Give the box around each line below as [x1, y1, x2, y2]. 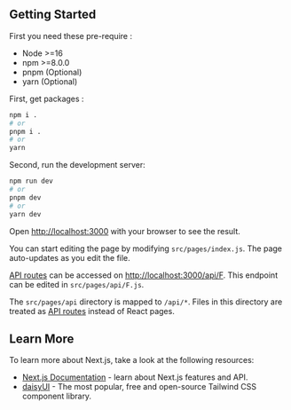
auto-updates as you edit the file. [9, 252, 130, 263]
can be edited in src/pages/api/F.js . [9, 279, 145, 289]
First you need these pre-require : [9, 30, 133, 41]
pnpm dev [9, 193, 42, 202]
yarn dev [9, 209, 42, 218]
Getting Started [9, 7, 97, 22]
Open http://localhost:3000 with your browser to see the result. [9, 225, 241, 236]
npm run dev [9, 177, 53, 185]
